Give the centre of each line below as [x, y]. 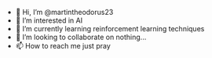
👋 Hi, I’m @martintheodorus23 [64, 12]
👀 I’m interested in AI [49, 20]
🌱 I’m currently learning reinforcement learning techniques [110, 29]
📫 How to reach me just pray [63, 46]
